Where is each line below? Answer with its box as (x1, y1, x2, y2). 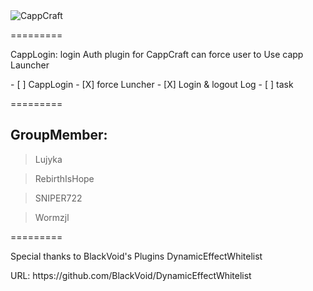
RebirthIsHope (34, 172, 95, 184)
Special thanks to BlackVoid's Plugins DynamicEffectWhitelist (10, 250, 263, 262)
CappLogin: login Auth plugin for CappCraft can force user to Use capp (10, 49, 304, 60)
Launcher (10, 59, 50, 71)
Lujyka (34, 153, 63, 165)
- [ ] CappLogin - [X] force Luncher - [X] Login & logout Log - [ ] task (10, 79, 294, 90)
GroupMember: (10, 127, 108, 144)
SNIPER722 (34, 192, 83, 204)
